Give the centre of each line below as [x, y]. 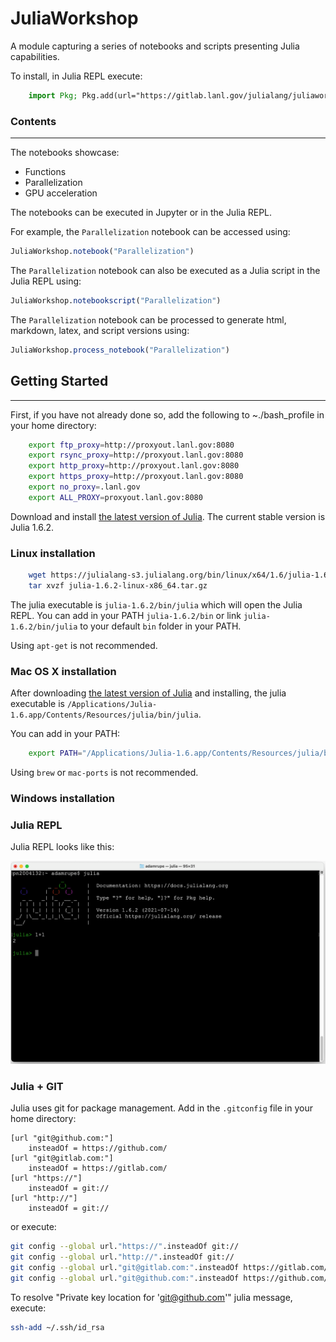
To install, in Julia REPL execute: [76, 76]
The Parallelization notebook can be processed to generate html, [148, 319]
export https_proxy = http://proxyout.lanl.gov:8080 [136, 477]
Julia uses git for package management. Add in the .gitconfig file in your [161, 1108]
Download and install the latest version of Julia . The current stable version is [168, 516]
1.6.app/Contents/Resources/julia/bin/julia [104, 715]
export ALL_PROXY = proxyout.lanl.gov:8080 [115, 497]
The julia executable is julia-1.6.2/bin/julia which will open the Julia [156, 604]
